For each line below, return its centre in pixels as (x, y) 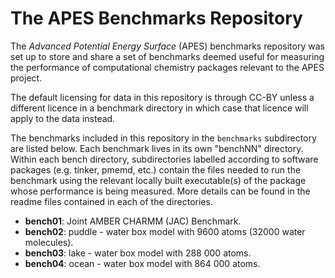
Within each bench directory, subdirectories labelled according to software (164, 159)
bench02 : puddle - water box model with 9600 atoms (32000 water (165, 231)
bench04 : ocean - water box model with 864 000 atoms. (142, 263)
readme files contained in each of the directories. (111, 201)
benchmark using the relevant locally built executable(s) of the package (158, 180)
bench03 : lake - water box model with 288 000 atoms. (138, 253)
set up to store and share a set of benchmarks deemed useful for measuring (167, 56)
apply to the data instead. (63, 118)
